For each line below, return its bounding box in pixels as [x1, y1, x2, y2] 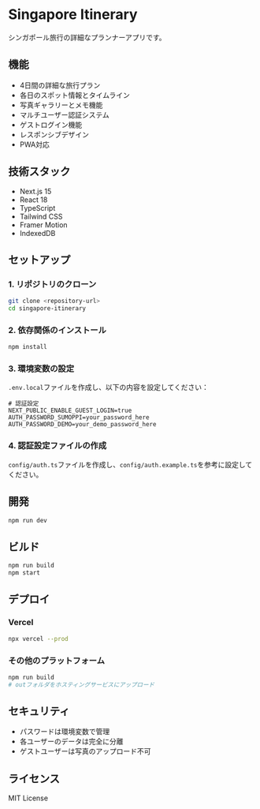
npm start [8, 569, 41, 577]
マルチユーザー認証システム [19, 110, 110, 119]
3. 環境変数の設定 [8, 363, 75, 374]
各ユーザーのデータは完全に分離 [19, 736, 124, 747]
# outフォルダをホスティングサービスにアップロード [8, 680, 155, 688]
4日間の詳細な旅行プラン [19, 81, 101, 90]
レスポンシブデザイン [19, 129, 89, 139]
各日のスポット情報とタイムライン [19, 90, 130, 99]
